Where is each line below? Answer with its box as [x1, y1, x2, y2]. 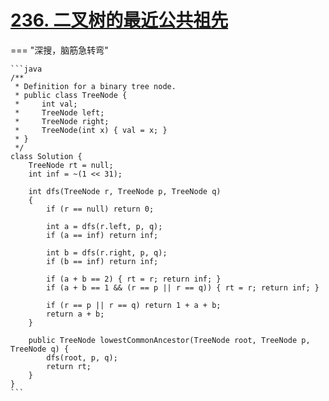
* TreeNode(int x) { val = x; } [14, 125, 168, 135]
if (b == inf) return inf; [46, 256, 159, 266]
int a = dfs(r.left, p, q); [46, 221, 163, 231]
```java [10, 64, 43, 74]
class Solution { [10, 151, 83, 161]
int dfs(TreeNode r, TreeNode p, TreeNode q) [28, 186, 222, 196]
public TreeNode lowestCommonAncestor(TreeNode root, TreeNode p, [28, 335, 311, 345]
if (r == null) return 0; [46, 204, 155, 214]
